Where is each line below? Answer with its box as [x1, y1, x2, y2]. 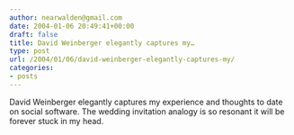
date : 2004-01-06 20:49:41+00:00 [9, 22, 135, 31]
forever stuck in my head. [9, 115, 104, 126]
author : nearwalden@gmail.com [9, 13, 123, 22]
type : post [9, 47, 50, 56]
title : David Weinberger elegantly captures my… [9, 38, 195, 48]
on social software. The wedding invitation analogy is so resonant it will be [9, 105, 285, 117]
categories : [9, 64, 54, 73]
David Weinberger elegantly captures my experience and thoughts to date [9, 96, 283, 107]
